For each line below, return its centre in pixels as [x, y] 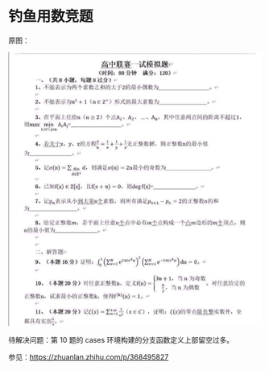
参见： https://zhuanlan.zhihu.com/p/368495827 [89, 357]
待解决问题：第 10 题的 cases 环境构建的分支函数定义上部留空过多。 [121, 339]
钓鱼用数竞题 [51, 16]
